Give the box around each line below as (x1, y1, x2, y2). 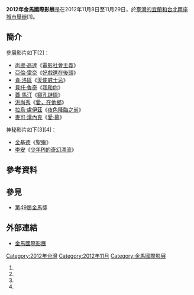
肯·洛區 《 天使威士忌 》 (14, 76, 69, 84)
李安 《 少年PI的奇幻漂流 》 (14, 146, 77, 153)
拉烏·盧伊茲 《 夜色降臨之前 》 (14, 106, 84, 113)
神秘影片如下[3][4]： (6, 126, 57, 133)
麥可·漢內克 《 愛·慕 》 (14, 113, 65, 120)
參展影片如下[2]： (6, 49, 50, 56)
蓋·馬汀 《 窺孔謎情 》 (14, 91, 63, 98)
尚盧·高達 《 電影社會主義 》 (14, 62, 79, 69)
